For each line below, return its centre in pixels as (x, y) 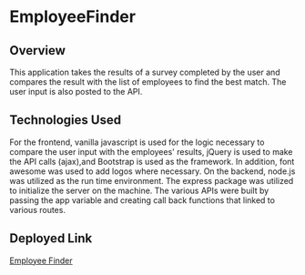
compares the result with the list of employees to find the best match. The (148, 82)
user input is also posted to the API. (76, 92)
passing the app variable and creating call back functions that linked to (142, 200)
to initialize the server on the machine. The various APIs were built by (139, 190)
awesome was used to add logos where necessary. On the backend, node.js (152, 171)
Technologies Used (65, 120)
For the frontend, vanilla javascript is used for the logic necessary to (137, 142)
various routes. (38, 209)
